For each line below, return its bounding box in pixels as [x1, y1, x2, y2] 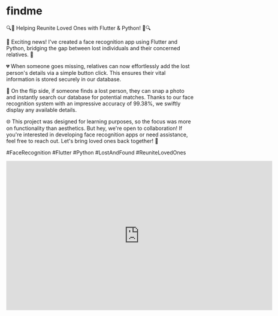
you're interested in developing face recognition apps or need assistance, [6, 130, 188, 138]
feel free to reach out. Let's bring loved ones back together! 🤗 [6, 137, 159, 144]
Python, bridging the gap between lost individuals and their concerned [6, 44, 180, 51]
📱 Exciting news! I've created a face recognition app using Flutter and [6, 38, 178, 45]
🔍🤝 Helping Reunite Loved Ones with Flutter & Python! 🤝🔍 [6, 24, 151, 31]
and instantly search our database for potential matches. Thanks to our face [6, 93, 194, 101]
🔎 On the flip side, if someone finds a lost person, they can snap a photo [6, 87, 185, 94]
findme [6, 4, 43, 18]
